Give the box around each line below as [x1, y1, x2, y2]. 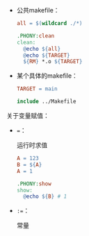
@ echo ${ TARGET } [23, 51, 70, 59]
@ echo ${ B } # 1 [23, 193, 67, 200]
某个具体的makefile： [16, 71, 78, 80]
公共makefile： [16, 6, 60, 14]
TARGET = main [16, 85, 58, 92]
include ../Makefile [16, 98, 76, 106]
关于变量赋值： [6, 112, 49, 119]
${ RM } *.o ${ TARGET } [23, 58, 83, 65]
